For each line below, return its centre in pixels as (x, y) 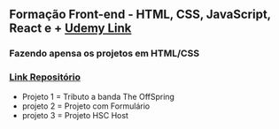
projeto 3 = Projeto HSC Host (75, 115)
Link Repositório (45, 77)
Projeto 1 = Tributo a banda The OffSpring (98, 96)
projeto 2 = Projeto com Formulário (86, 106)
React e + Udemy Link (70, 29)
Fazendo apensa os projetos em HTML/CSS (105, 54)
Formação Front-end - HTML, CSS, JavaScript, (140, 15)
